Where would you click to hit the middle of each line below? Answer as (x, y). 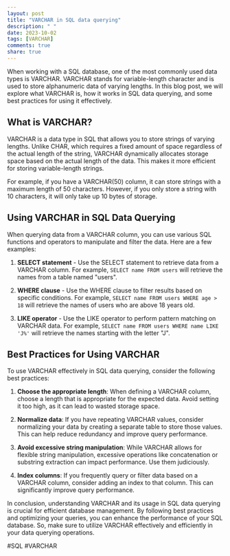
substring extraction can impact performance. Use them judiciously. (113, 462)
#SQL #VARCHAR (32, 546)
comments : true (29, 45)
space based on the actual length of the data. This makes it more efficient (112, 161)
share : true (24, 52)
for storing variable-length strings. (56, 168)
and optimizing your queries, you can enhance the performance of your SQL (115, 518)
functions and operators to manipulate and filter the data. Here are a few (110, 242)
